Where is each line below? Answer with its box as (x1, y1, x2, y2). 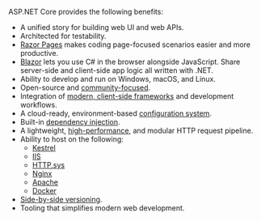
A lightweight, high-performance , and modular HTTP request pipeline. (19, 125, 254, 135)
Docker (32, 186, 57, 195)
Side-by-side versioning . (19, 194, 103, 204)
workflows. (19, 100, 58, 109)
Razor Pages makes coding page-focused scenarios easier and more (19, 40, 251, 49)
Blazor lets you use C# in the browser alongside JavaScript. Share (19, 57, 241, 66)
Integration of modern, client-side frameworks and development (19, 91, 234, 100)
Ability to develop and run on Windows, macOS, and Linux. (19, 74, 217, 83)
